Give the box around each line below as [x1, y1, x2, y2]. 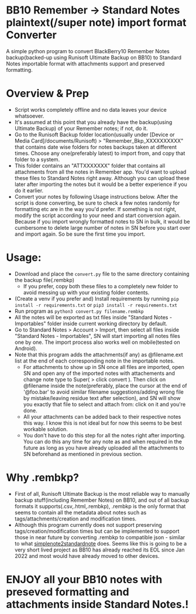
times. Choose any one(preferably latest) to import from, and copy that [14, 150, 185, 157]
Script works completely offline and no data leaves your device [14, 106, 167, 113]
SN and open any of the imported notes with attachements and [23, 370, 176, 377]
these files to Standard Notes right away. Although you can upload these [14, 174, 190, 181]
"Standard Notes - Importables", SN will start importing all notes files [14, 332, 180, 339]
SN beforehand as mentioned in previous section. [23, 450, 143, 457]
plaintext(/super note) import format [6, 16, 187, 29]
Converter [6, 29, 57, 42]
